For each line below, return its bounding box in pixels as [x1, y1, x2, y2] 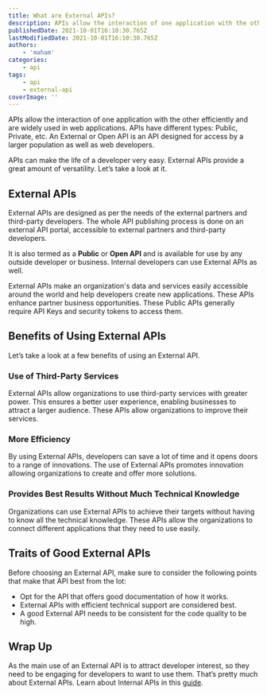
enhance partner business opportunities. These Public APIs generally [8, 298, 235, 308]
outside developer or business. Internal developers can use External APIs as [8, 258, 257, 267]
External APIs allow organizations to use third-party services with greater [8, 389, 248, 398]
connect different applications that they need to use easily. [8, 523, 201, 533]
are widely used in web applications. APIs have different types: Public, [8, 123, 238, 133]
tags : [8, 71, 26, 79]
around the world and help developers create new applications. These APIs [8, 289, 254, 299]
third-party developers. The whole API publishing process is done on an [8, 216, 244, 227]
